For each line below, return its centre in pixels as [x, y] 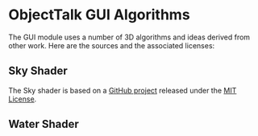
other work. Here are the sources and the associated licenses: [112, 45]
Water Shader [44, 124]
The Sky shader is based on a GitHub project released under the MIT [123, 90]
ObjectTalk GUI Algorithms [100, 15]
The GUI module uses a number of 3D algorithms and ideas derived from [129, 37]
